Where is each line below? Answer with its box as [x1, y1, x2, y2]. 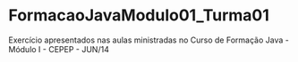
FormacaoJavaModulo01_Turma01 [8, 5, 270, 26]
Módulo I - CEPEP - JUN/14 [8, 43, 109, 54]
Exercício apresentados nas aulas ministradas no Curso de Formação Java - [8, 35, 290, 45]
